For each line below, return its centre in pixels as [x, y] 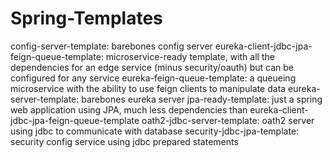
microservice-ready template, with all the [190, 56]
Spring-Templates [86, 18]
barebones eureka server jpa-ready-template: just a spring [202, 99]
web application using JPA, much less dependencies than [129, 109]
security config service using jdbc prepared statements [124, 141]
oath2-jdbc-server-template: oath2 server [228, 120]
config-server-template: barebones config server [111, 46]
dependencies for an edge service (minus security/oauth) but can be [152, 67]
